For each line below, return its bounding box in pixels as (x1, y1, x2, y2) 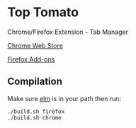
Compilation (7, 76, 62, 88)
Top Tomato (7, 4, 79, 21)
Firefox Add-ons (7, 54, 55, 64)
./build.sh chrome (7, 114, 62, 121)
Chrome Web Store (7, 41, 64, 50)
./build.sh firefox (7, 107, 65, 115)
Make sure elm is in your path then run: (7, 94, 122, 103)
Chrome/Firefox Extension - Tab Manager (7, 28, 129, 36)
